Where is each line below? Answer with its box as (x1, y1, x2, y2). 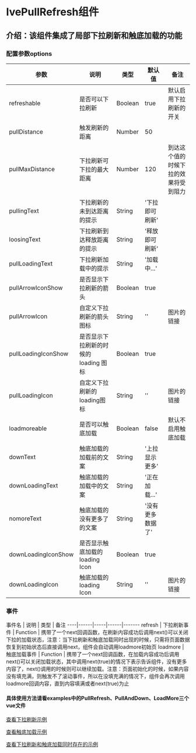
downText (9, 452, 36, 461)
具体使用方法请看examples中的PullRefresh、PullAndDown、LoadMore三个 (6, 694, 190, 701)
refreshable (9, 99, 41, 107)
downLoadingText (9, 481, 58, 489)
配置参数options (6, 49, 52, 57)
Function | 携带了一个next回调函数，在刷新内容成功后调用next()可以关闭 (15, 629, 188, 636)
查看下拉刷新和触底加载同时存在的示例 (6, 741, 98, 748)
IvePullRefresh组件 (6, 5, 99, 19)
